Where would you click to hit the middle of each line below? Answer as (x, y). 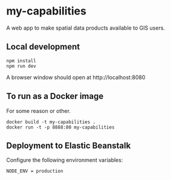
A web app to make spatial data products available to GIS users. (85, 28)
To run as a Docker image (55, 96)
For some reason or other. (39, 111)
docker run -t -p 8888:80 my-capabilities (60, 127)
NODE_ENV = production (35, 171)
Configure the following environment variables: (65, 160)
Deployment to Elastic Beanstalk (69, 145)
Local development (43, 47)
